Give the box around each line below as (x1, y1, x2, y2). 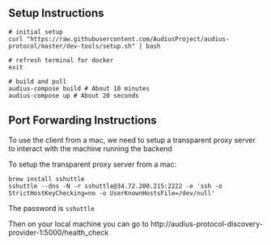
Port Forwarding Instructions (8, 113, 158, 128)
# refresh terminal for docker (8, 56, 114, 64)
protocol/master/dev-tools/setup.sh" (8, 42, 136, 50)
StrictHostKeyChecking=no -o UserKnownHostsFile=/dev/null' (8, 189, 216, 197)
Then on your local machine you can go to (8, 218, 150, 229)
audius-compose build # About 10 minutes (8, 84, 150, 92)
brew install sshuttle (8, 175, 85, 183)
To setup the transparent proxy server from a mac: (8, 159, 177, 169)
